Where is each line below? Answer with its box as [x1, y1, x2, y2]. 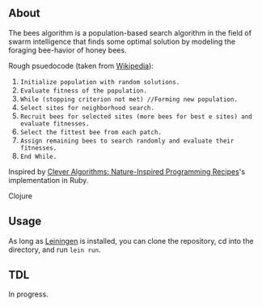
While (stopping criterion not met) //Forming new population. [19, 95, 239, 104]
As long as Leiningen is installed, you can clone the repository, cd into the [8, 236, 254, 245]
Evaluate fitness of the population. [19, 87, 148, 95]
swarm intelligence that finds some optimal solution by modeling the [8, 36, 236, 46]
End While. [19, 152, 57, 160]
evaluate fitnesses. [19, 119, 90, 128]
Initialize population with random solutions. [19, 78, 180, 86]
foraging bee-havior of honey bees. [8, 45, 127, 55]
